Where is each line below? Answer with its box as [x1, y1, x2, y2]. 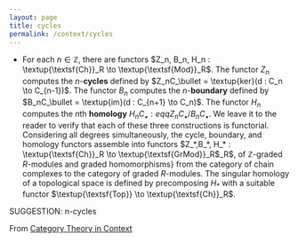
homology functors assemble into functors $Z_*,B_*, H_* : [21, 138, 231, 149]
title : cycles [9, 21, 62, 30]
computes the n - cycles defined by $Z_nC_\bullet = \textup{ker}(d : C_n [21, 76, 283, 87]
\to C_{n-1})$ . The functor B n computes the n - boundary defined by [21, 85, 270, 98]
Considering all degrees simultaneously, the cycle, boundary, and [21, 129, 262, 140]
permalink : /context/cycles [9, 29, 114, 38]
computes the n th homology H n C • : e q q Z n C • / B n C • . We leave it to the [21, 108, 278, 121]
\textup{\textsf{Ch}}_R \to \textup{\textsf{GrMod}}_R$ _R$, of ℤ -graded [21, 148, 283, 160]
